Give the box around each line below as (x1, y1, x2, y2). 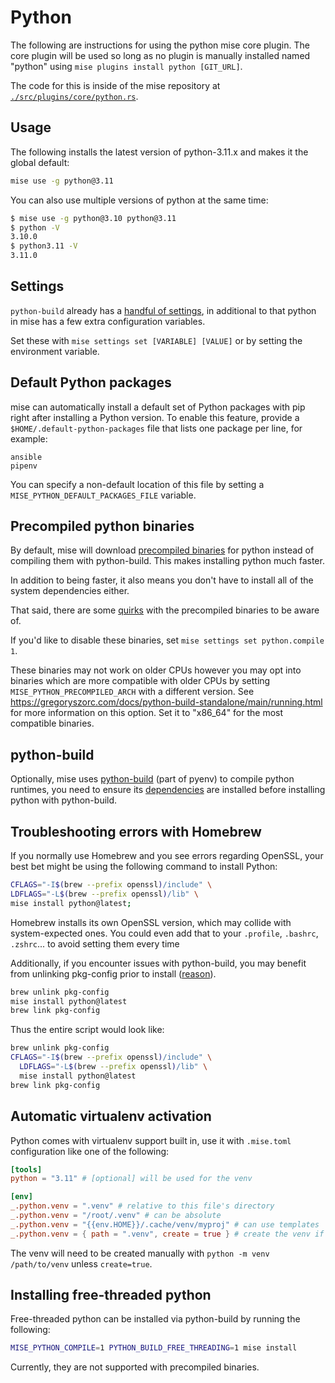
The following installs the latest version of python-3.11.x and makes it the (10, 146, 309, 158)
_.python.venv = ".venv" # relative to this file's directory (10, 1201, 275, 1211)
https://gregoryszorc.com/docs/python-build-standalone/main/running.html (10, 696, 323, 708)
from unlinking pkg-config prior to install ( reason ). (10, 967, 217, 980)
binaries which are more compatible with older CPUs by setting (10, 675, 271, 687)
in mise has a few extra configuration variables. (10, 315, 206, 327)
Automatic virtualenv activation (10, 1108, 212, 1125)
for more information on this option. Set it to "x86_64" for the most (10, 707, 284, 719)
